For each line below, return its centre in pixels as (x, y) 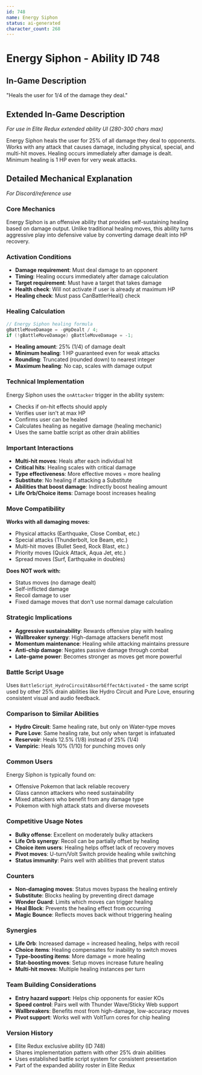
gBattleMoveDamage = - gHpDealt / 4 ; (52, 330)
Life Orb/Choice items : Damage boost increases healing (85, 493)
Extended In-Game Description (66, 114)
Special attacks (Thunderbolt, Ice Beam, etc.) (71, 540)
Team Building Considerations (51, 985)
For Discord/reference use (39, 193)
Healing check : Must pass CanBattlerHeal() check (77, 296)
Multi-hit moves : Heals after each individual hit (74, 461)
